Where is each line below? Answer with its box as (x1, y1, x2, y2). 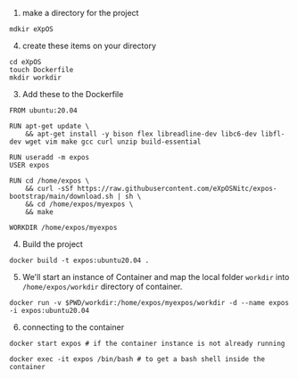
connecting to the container (21, 322, 125, 333)
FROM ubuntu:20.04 (9, 106, 78, 115)
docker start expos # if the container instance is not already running (9, 339, 286, 348)
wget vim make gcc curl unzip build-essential (25, 137, 202, 146)
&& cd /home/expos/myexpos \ (25, 200, 134, 209)
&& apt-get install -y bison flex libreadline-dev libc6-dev (25, 129, 257, 138)
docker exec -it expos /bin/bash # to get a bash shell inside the (9, 355, 266, 364)
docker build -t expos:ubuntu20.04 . (9, 256, 150, 265)
